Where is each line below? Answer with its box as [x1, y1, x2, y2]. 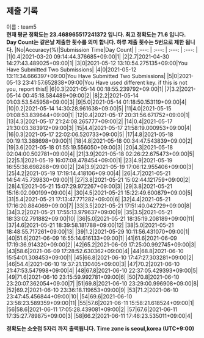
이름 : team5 [6, 23, 37, 31]
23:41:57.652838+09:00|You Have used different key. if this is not [22, 79, 188, 86]
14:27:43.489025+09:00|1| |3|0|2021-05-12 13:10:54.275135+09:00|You [6, 59, 188, 67]
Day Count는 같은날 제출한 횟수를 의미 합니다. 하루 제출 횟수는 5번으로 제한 [6, 38, 184, 46]
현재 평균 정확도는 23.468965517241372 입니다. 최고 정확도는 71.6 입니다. [6, 31, 186, 38]
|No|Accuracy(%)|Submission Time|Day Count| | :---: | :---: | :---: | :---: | [14, 46, 199, 53]
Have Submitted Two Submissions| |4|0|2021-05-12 [6, 66, 137, 73]
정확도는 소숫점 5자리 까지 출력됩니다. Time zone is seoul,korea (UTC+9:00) [6, 325, 194, 332]
